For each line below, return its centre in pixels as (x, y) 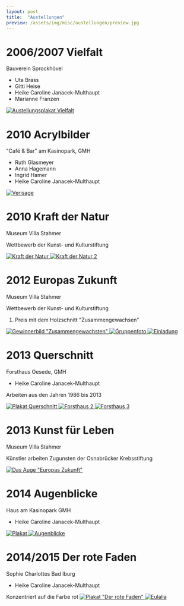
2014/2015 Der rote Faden (72, 558)
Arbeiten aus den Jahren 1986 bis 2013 (54, 395)
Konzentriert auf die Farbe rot (42, 596)
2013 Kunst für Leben (60, 430)
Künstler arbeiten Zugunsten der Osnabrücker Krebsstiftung (80, 458)
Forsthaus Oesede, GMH (36, 372)
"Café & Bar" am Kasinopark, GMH (48, 151)
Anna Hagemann (35, 169)
